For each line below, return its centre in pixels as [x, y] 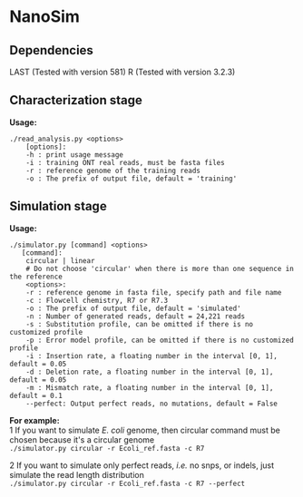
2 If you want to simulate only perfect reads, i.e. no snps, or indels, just [142, 465]
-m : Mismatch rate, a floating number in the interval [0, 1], [150, 387]
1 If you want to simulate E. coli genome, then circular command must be [145, 430]
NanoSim [44, 17]
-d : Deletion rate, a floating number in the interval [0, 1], [150, 372]
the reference [36, 277]
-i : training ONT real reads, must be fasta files [125, 162]
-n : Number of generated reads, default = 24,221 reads [136, 316]
